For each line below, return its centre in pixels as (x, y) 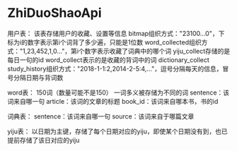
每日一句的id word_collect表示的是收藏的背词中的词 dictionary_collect (109, 60)
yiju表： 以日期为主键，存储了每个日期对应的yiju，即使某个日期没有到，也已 (117, 131)
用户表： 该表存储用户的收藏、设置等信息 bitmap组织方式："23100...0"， (113, 33)
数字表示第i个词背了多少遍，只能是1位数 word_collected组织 (114, 42)
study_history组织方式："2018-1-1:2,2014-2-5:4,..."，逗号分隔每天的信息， (115, 68)
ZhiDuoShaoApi (54, 13)
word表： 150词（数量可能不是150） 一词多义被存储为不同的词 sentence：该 (118, 92)
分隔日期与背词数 (38, 77)
